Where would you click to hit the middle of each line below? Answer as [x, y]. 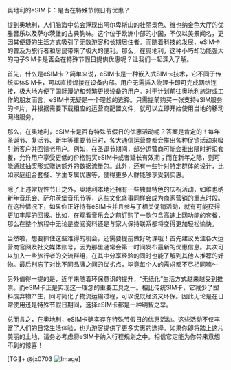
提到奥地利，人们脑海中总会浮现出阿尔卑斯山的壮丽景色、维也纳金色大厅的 [112, 25]
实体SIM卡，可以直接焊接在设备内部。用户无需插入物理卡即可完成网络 [112, 82]
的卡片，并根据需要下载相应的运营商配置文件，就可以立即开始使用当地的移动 [115, 108]
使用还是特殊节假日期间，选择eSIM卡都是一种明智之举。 [92, 305]
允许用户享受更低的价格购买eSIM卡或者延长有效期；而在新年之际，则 [117, 157]
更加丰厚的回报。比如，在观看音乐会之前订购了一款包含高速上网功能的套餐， [115, 215]
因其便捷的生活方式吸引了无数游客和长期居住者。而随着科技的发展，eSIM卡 [114, 42]
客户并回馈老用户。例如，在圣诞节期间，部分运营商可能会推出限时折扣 [118, 149]
